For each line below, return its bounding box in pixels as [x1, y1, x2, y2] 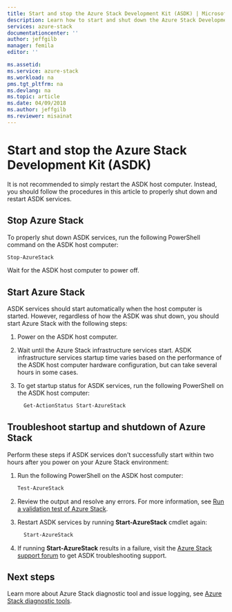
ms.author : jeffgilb [7, 106, 67, 113]
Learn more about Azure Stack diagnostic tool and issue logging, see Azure [7, 589, 222, 598]
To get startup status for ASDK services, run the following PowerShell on [17, 382, 224, 390]
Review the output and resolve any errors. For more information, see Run [17, 497, 224, 506]
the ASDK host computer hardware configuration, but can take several [17, 361, 217, 369]
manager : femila [7, 42, 54, 49]
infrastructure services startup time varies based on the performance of [17, 353, 222, 362]
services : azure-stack [7, 23, 72, 30]
